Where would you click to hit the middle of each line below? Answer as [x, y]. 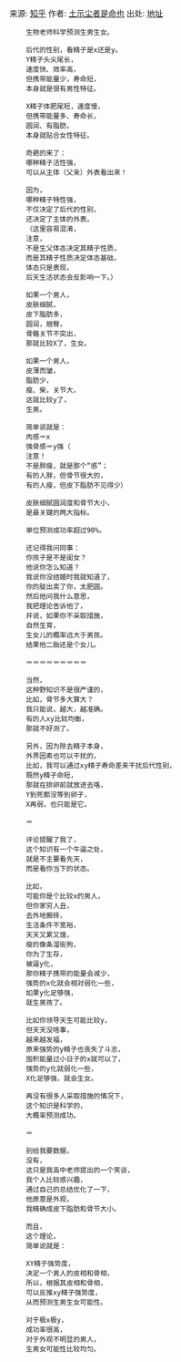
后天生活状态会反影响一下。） [72, 277]
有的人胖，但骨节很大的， [66, 476]
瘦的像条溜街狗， [53, 944]
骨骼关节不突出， [53, 334]
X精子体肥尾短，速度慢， [65, 107]
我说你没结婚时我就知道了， [70, 577]
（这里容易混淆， [53, 229]
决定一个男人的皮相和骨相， [70, 1274]
